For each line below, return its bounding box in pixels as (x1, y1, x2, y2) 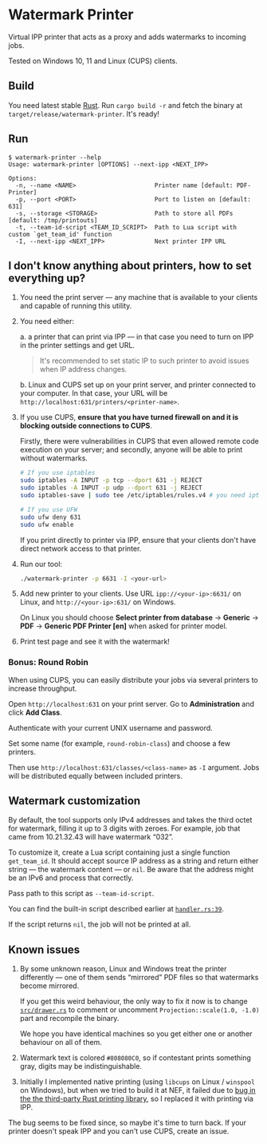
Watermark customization (8, 794, 141, 808)
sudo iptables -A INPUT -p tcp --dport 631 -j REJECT (19, 476, 202, 484)
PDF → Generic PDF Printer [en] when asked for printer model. (19, 621, 228, 631)
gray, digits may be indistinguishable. (19, 1062, 142, 1071)
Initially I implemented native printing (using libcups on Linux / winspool (19, 1077, 255, 1086)
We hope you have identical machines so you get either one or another (19, 1029, 253, 1038)
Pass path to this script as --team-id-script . (8, 889, 155, 899)
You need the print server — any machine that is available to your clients (19, 293, 258, 302)
